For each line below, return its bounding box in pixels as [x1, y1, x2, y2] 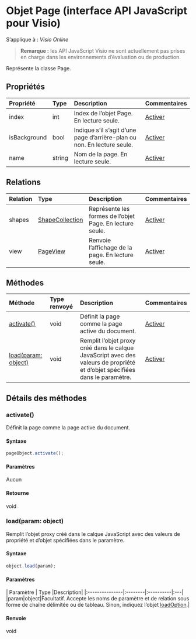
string [52, 153, 69, 162]
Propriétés [6, 82, 45, 92]
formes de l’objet [88, 212, 135, 220]
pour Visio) [6, 16, 61, 30]
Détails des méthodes [6, 393, 87, 403]
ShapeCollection [37, 216, 83, 224]
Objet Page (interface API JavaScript [6, 4, 188, 18]
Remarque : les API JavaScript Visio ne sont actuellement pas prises [20, 47, 185, 54]
